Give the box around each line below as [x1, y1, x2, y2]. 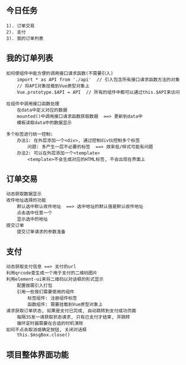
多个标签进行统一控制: [6, 131, 53, 137]
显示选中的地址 [17, 216, 48, 223]
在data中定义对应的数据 [17, 107, 68, 113]
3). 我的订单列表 [6, 35, 43, 42]
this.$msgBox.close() [17, 332, 70, 338]
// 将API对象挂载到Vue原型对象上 [17, 82, 90, 89]
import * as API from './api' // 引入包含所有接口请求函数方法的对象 [17, 77, 180, 82]
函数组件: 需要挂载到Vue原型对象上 [27, 301, 103, 307]
